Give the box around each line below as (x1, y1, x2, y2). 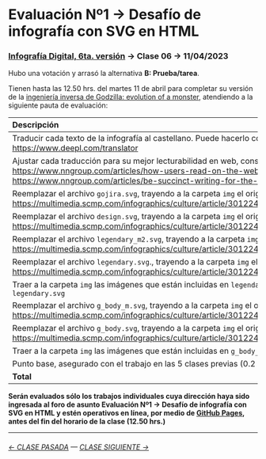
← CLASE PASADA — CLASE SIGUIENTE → (8, 442, 149, 452)
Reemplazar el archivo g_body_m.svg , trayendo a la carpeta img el (12, 300, 252, 311)
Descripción (12, 119, 59, 131)
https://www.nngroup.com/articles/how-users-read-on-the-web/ (12, 165, 263, 176)
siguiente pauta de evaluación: (8, 101, 108, 110)
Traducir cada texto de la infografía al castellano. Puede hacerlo (12, 133, 250, 144)
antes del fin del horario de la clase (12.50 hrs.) (8, 417, 166, 427)
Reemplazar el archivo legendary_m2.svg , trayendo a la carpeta (12, 233, 245, 245)
